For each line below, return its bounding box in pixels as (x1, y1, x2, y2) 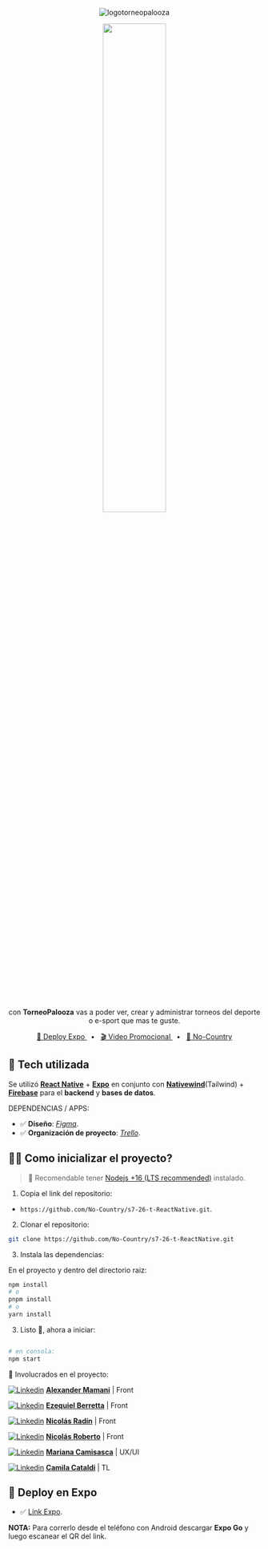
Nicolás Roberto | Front (46, 1431, 124, 1441)
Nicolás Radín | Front (46, 1416, 116, 1426)
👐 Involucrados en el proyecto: (8, 1369, 110, 1379)
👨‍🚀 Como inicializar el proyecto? (8, 1151, 173, 1166)
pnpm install (8, 1296, 52, 1304)
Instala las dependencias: (19, 1249, 104, 1259)
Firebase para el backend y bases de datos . (8, 1087, 156, 1098)
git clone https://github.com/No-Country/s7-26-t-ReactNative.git (8, 1235, 234, 1243)
